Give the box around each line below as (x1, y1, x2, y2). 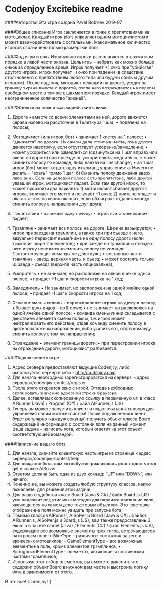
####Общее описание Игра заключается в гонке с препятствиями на (5, 29, 150, 35)
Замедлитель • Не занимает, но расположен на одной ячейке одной (12, 285, 155, 291)
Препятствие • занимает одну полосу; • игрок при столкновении (12, 210, 148, 216)
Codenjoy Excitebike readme (5, 3, 123, 15)
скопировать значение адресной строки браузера (12, 390, 117, 396)
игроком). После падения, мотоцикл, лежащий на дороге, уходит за (5, 79, 146, 86)
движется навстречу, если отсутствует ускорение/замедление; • (12, 144, 148, 150)
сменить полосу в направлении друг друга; (12, 201, 103, 207)
